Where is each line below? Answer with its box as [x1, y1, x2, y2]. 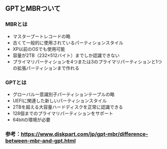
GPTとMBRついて [5, 4, 61, 13]
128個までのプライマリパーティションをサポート [12, 110, 113, 116]
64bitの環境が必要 [12, 117, 51, 123]
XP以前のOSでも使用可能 [12, 46, 65, 52]
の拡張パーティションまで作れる [12, 65, 80, 71]
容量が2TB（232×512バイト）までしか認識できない [12, 52, 120, 58]
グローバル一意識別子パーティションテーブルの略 [12, 91, 115, 97]
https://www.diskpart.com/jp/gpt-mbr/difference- [21, 130, 148, 137]
